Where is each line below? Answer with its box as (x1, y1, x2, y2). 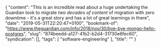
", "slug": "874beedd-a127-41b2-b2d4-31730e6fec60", (23, 31, 138, 36)
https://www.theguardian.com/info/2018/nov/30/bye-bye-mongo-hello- (7, 25, 156, 31)
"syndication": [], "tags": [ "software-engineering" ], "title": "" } (5, 36, 136, 42)
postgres (5, 31, 24, 36)
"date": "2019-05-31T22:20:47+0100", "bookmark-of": (5, 20, 119, 26)
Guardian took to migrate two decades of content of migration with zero (5, 9, 155, 15)
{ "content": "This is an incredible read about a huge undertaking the (5, 4, 148, 10)
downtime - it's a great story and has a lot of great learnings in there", (5, 15, 150, 20)
